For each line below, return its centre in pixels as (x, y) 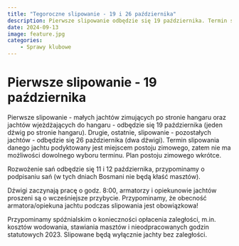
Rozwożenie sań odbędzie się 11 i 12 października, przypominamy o (106, 169)
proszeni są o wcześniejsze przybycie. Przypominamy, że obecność (107, 198)
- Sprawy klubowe (46, 47)
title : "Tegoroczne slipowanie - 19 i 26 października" (92, 14)
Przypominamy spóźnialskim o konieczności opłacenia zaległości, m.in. (112, 219)
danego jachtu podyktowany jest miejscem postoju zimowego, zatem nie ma (119, 148)
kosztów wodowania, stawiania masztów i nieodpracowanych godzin (108, 227)
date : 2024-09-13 (33, 27)
